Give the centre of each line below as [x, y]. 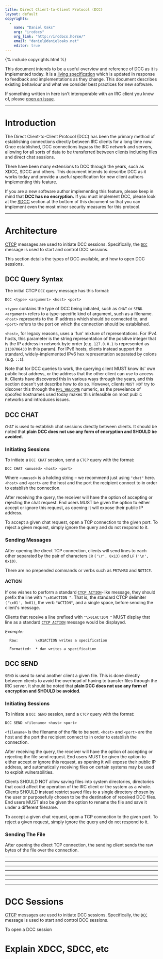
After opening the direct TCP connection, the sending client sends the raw [79, 845]
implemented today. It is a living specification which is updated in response [80, 74]
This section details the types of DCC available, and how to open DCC [75, 259]
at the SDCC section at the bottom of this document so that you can [73, 201]
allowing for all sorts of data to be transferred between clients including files [81, 152]
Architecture [31, 231]
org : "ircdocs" [29, 32]
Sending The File [25, 834]
